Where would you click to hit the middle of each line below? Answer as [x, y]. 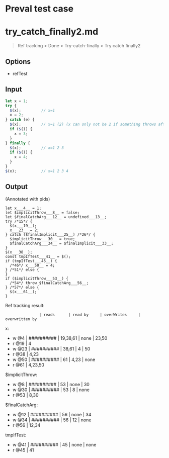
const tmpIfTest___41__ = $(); [38, 256]
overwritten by [21, 319]
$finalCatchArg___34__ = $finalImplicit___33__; [62, 243]
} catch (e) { [20, 120]
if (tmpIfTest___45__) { [31, 261]
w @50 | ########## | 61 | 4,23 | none [54, 359]
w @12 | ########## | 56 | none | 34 [52, 414]
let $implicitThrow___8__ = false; [43, 212]
